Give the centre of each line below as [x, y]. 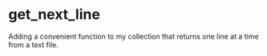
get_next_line [54, 15]
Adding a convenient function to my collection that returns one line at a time [133, 36]
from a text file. [33, 44]
